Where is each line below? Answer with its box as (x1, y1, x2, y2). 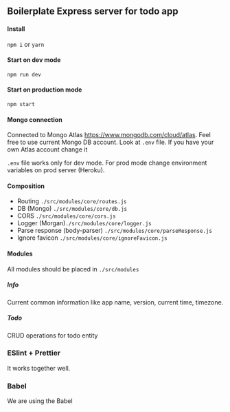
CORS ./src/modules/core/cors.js (16, 212, 116, 220)
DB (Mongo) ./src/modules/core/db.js (16, 205, 128, 213)
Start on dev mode (7, 56, 61, 64)
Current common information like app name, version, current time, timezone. (7, 298, 224, 306)
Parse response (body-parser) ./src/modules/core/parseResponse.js (16, 227, 213, 235)
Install (7, 24, 25, 33)
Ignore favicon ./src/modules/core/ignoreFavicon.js (16, 234, 168, 242)
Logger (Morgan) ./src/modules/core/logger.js (16, 219, 152, 227)
